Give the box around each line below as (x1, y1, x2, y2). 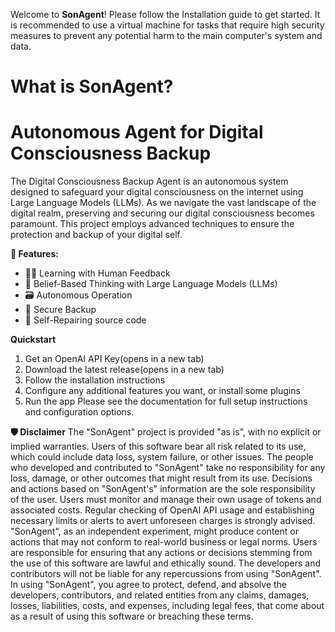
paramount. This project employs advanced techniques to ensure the (10, 218, 295, 230)
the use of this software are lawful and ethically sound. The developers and (10, 557, 322, 569)
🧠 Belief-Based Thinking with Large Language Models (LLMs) (24, 278, 278, 290)
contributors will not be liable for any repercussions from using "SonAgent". (10, 568, 322, 580)
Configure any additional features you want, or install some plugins (24, 385, 301, 397)
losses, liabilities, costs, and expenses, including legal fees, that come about (10, 600, 325, 612)
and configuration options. (24, 406, 135, 418)
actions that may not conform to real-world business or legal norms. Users (10, 536, 318, 548)
